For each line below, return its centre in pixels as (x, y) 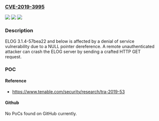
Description (19, 31)
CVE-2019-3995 (25, 7)
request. (13, 56)
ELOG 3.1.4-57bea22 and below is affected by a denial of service (70, 41)
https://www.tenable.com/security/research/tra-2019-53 (68, 91)
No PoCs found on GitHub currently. (41, 113)
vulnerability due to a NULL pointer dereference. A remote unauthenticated (80, 46)
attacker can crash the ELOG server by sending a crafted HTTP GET (73, 52)
